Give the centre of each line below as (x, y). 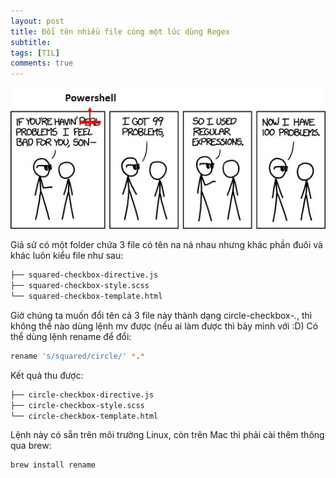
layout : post (37, 21)
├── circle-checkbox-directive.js (82, 395)
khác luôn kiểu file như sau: (67, 256)
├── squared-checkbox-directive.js (84, 275)
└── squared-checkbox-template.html (86, 296)
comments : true (42, 63)
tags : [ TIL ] (35, 53)
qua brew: (31, 446)
